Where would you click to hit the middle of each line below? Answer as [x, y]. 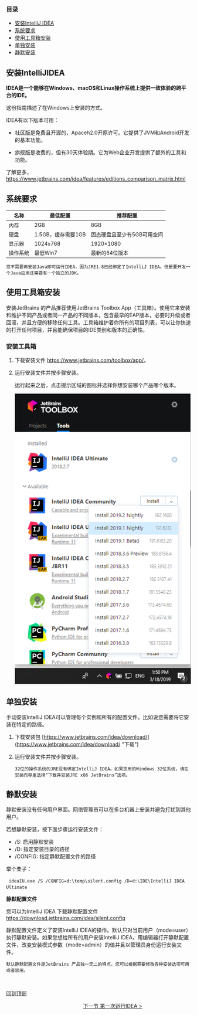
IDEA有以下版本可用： [33, 120]
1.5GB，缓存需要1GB [60, 234]
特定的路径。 [32, 724]
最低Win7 [46, 253]
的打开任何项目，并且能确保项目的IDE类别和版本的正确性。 [77, 330]
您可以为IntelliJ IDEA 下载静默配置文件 [52, 912]
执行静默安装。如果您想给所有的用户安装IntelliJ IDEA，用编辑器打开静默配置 [98, 938]
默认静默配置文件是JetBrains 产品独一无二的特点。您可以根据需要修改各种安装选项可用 [98, 965]
